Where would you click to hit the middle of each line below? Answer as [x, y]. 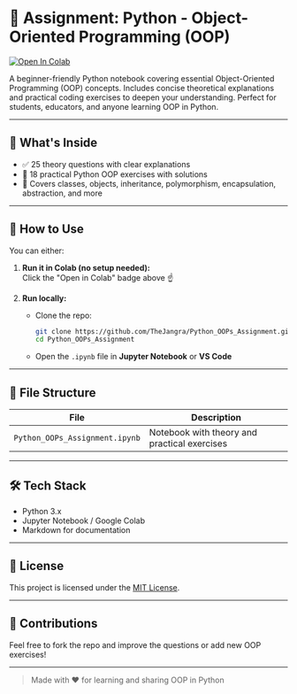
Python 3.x [42, 511]
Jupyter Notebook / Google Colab [84, 520]
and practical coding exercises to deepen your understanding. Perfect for [143, 97]
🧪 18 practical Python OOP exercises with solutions [114, 174]
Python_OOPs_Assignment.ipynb [77, 438]
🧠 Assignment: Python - [99, 18]
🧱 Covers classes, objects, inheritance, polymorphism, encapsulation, [149, 183]
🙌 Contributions [53, 624]
